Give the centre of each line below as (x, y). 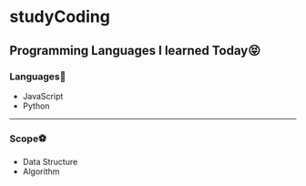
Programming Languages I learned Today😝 (135, 51)
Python (36, 106)
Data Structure (50, 162)
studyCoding (60, 17)
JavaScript (43, 96)
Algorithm (41, 171)
